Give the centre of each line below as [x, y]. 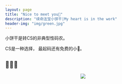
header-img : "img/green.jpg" [35, 23]
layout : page [19, 10]
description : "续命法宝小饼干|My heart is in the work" [61, 19]
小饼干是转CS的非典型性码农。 [36, 38]
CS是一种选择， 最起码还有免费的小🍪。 [45, 49]
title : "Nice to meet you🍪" [34, 14]
